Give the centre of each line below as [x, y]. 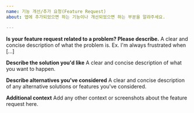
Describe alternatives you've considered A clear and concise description [96, 80]
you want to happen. [31, 69]
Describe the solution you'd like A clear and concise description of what [94, 63]
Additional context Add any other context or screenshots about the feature [97, 98]
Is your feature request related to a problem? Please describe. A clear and [97, 39]
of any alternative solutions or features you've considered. [77, 86]
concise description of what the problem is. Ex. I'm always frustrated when [96, 45]
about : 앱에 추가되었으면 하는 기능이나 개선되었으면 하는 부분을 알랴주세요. [86, 17]
